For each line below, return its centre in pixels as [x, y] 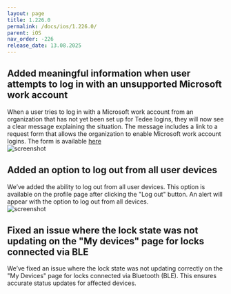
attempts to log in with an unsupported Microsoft [114, 85]
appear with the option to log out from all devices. [78, 202]
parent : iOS [24, 33]
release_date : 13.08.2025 [44, 46]
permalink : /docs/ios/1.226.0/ [52, 26]
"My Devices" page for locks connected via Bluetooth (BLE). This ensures [112, 276]
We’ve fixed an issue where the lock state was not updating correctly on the [115, 268]
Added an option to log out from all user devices [112, 170]
